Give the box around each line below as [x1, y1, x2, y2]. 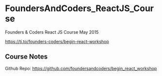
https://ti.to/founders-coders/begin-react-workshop [5, 38, 109, 44]
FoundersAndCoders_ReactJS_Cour [5, 3, 154, 14]
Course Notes [5, 53, 48, 61]
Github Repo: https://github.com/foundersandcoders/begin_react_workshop [5, 65, 157, 71]
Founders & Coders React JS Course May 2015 [5, 29, 99, 35]
